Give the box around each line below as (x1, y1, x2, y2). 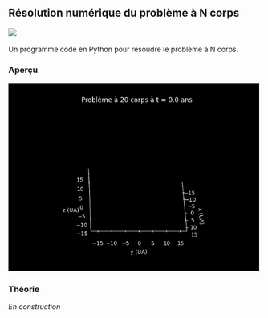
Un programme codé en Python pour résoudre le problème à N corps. (8, 44, 239, 54)
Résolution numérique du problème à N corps (8, 6, 240, 20)
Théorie (8, 284, 40, 296)
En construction (8, 302, 61, 312)
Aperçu (8, 64, 39, 75)
